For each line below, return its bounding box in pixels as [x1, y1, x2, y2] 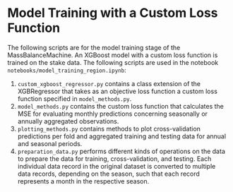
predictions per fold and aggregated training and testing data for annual [17, 132, 227, 140]
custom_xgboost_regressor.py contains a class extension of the [17, 79, 201, 88]
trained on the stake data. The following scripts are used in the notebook [7, 58, 219, 66]
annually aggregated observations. [17, 116, 119, 125]
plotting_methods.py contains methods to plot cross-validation [17, 124, 201, 133]
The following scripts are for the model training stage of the [7, 43, 181, 52]
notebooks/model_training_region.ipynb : [7, 66, 126, 74]
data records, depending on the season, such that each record [17, 169, 200, 178]
